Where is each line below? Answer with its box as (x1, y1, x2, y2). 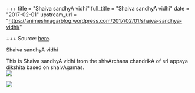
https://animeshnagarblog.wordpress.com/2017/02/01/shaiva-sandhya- (8, 18, 183, 24)
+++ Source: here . (6, 35, 51, 42)
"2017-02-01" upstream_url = (6, 11, 77, 18)
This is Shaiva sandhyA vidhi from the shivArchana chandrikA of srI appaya (6, 58, 189, 64)
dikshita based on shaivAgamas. (6, 64, 84, 71)
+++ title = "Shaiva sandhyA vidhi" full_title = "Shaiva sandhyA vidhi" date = (6, 5, 190, 12)
